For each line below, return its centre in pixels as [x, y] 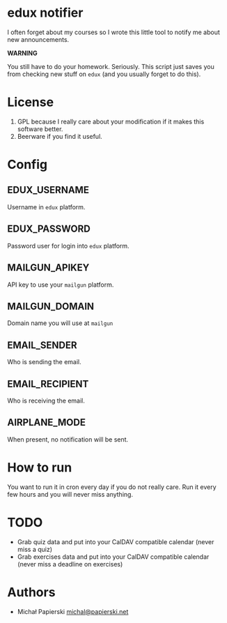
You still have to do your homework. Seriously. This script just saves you [111, 66]
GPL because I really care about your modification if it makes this [111, 121]
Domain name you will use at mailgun [60, 323]
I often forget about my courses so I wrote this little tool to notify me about [114, 32]
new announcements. [38, 39]
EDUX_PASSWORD [49, 229]
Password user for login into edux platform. [69, 246]
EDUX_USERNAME [48, 190]
